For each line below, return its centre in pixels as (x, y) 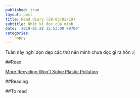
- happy (18, 38)
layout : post (19, 15)
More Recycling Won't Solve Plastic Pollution (52, 71)
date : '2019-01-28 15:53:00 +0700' (43, 29)
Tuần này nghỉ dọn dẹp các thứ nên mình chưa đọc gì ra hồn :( (70, 52)
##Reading (17, 81)
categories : (18, 33)
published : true (22, 10)
